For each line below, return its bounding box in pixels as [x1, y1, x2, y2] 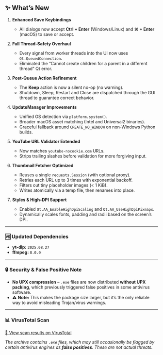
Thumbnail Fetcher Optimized [12, 162, 74, 168]
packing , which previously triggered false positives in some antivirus [12, 284, 150, 290]
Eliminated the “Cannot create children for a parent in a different [19, 60, 147, 66]
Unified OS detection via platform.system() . [19, 114, 108, 119]
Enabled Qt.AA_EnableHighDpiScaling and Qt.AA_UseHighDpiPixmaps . [19, 206, 155, 212]
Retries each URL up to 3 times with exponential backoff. [19, 177, 133, 183]
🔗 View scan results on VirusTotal [5, 330, 72, 336]
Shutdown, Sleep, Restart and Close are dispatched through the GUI [19, 89, 156, 95]
